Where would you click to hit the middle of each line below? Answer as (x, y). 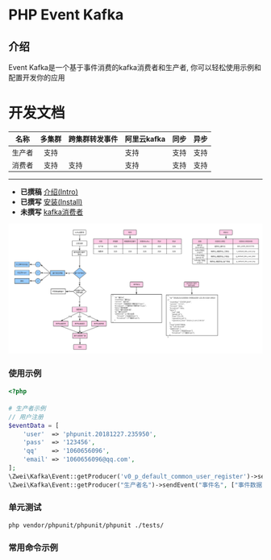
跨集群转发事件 (93, 139)
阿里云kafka (145, 139)
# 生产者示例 (27, 409)
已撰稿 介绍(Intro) (49, 192)
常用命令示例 (33, 547)
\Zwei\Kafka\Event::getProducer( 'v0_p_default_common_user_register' (128, 476)
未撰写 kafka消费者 (52, 212)
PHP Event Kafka (66, 15)
